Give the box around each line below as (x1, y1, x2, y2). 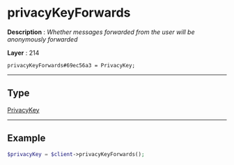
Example (7, 132, 46, 144)
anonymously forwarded (7, 35, 78, 43)
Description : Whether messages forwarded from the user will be (7, 28, 195, 36)
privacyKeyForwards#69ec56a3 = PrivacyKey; (7, 62, 136, 69)
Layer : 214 (7, 49, 40, 57)
